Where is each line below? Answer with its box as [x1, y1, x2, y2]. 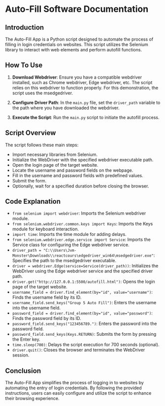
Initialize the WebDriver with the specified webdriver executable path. [12, 157, 154, 163]
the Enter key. [12, 336, 40, 342]
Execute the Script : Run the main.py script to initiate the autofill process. [12, 114, 160, 120]
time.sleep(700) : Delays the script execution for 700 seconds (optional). [12, 342, 160, 348]
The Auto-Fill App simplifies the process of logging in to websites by [5, 380, 144, 386]
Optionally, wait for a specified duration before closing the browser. [12, 183, 149, 189]
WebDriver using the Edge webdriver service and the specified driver [12, 268, 153, 274]
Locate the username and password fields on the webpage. [12, 167, 133, 173]
